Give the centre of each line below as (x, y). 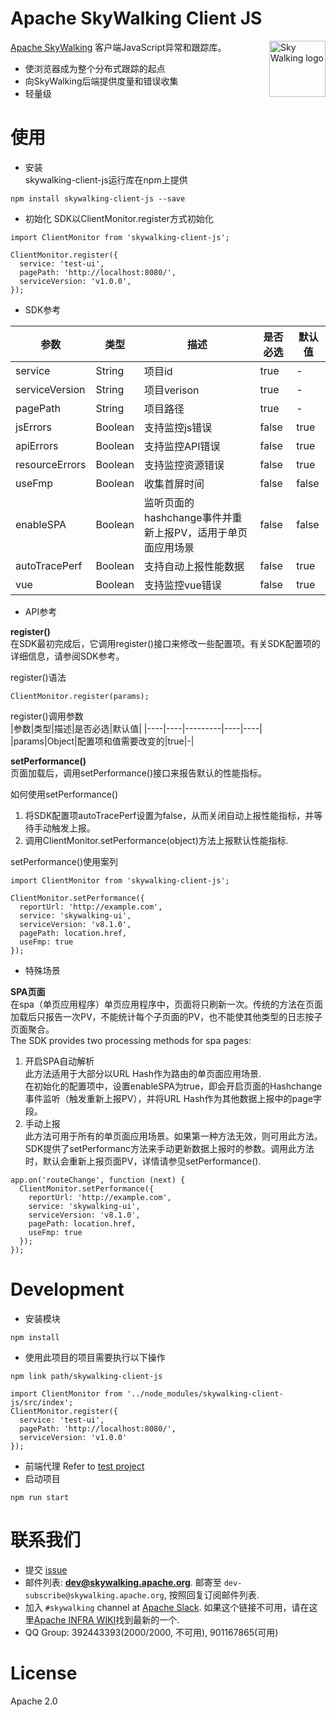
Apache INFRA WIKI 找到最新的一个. (106, 1619)
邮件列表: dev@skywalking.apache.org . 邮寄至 (123, 1582)
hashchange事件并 (188, 517)
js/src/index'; (42, 1402)
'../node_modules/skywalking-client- (205, 1393)
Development (67, 1289)
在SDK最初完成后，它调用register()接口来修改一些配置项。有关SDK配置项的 (165, 643)
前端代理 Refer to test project (84, 1466)
